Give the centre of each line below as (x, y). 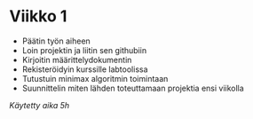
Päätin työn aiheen (56, 41)
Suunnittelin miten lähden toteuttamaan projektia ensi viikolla (133, 88)
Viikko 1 (38, 16)
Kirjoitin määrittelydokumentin (77, 59)
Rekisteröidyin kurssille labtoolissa (85, 69)
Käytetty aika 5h (40, 105)
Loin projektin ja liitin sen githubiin (84, 50)
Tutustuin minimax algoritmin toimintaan (95, 78)
